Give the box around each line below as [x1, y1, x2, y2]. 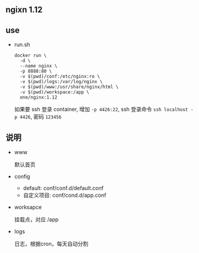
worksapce [14, 203, 42, 211]
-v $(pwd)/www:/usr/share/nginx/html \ [20, 84, 119, 90]
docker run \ [14, 53, 47, 59]
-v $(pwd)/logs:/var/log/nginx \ [20, 79, 103, 85]
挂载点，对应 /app [14, 216, 59, 223]
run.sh [14, 41, 30, 48]
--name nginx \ [20, 63, 58, 69]
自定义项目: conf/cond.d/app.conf [23, 191, 107, 199]
